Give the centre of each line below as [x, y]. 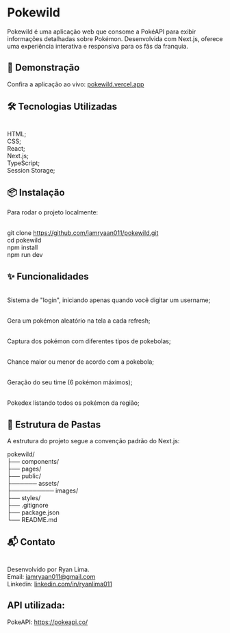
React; [16, 148]
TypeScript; [23, 163]
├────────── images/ [43, 491]
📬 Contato [31, 542]
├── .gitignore [28, 505]
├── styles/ [24, 498]
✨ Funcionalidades [48, 276]
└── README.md [32, 520]
